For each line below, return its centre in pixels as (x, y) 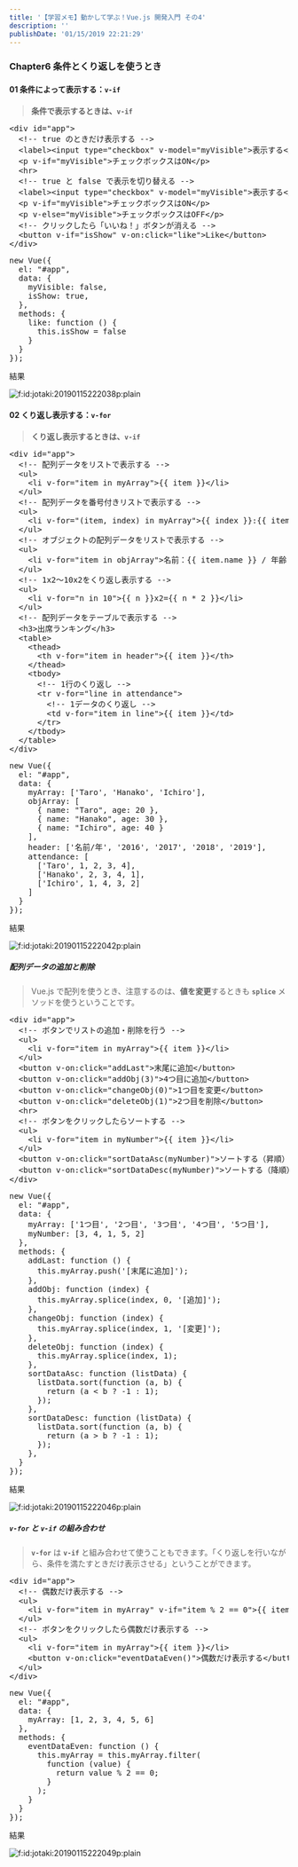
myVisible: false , (68, 287)
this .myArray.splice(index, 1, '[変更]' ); (129, 1328)
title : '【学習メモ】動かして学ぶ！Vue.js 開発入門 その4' (108, 17)
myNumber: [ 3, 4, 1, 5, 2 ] (86, 1233)
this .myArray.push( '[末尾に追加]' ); (113, 1271)
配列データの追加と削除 (52, 967)
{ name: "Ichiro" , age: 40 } (100, 827)
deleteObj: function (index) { (96, 1347)
